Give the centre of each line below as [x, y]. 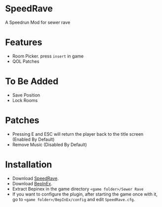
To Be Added [32, 81]
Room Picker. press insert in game [48, 56]
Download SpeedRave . [35, 178]
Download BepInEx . [32, 183]
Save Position [26, 95]
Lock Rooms [25, 100]
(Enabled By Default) [33, 139]
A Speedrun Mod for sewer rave [38, 22]
